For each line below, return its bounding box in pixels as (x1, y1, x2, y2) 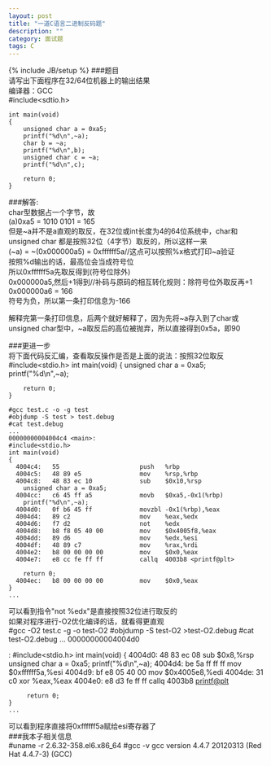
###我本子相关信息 (8, 732, 72, 742)
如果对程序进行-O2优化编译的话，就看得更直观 (8, 616, 164, 627)
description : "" (8, 27, 63, 35)
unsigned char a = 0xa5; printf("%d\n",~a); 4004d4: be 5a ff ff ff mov (8, 659, 242, 668)
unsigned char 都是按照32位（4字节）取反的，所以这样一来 (8, 237, 208, 247)
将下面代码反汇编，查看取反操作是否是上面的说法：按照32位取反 (8, 351, 225, 361)
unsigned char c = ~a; (23, 154, 100, 162)
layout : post (8, 11, 53, 20)
